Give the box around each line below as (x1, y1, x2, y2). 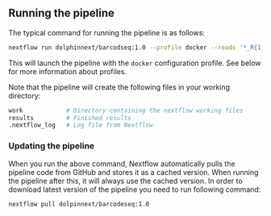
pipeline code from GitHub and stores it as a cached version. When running (8, 167, 259, 177)
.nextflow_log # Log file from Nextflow (8, 121, 153, 130)
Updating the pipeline (8, 140, 95, 152)
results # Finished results (8, 114, 131, 122)
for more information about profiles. (8, 66, 127, 76)
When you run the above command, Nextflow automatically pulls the (8, 159, 236, 168)
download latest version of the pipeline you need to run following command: (8, 185, 261, 194)
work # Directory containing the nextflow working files (8, 106, 244, 114)
